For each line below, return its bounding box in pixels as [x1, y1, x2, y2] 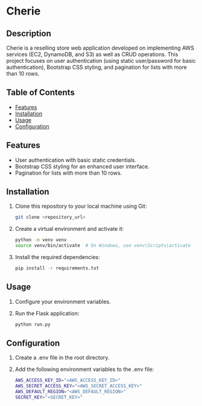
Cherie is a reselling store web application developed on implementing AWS [6, 44, 195, 51]
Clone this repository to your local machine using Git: [14, 202, 147, 210]
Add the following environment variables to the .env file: [14, 366, 154, 373]
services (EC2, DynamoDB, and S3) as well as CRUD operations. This [6, 51, 178, 58]
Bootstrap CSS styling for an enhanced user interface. [14, 163, 150, 170]
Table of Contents [6, 88, 75, 98]
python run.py [14, 321, 51, 327]
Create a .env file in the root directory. [14, 354, 110, 361]
